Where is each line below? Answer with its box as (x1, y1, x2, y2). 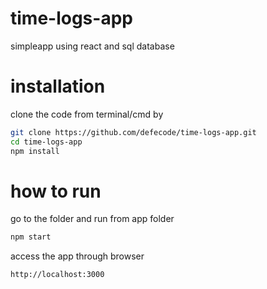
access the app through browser (10, 250, 145, 262)
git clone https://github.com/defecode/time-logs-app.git (10, 127, 257, 137)
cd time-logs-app (10, 137, 83, 147)
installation (10, 75, 106, 98)
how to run (10, 180, 102, 202)
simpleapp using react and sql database (10, 40, 175, 52)
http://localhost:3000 (10, 270, 105, 280)
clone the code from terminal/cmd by (10, 108, 164, 120)
